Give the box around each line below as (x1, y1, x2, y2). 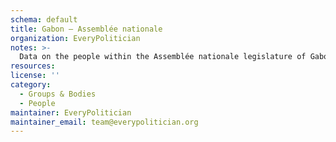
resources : (10, 61, 56, 71)
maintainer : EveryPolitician (10, 107, 132, 118)
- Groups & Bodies (19, 89, 97, 99)
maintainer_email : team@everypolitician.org (10, 117, 199, 127)
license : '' (10, 71, 60, 81)
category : (10, 80, 52, 90)
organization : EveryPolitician (10, 33, 141, 43)
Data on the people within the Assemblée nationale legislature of (19, 52, 307, 62)
